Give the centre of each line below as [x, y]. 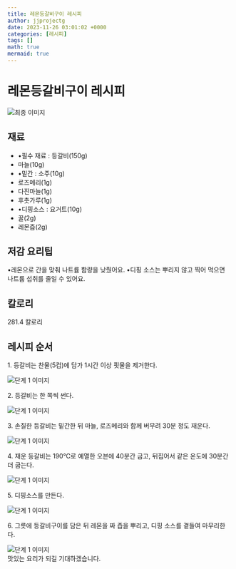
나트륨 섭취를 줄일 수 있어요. [46, 279]
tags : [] [20, 41]
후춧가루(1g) [35, 200]
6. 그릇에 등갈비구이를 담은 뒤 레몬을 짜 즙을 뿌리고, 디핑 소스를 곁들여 [104, 526]
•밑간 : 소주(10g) [41, 173]
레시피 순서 [30, 347]
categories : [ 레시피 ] [37, 34]
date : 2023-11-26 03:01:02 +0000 [57, 27]
